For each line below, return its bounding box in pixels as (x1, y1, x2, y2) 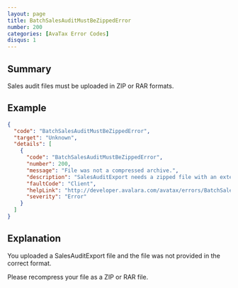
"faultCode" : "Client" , (25, 180, 97, 188)
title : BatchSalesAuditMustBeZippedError (7, 17, 132, 24)
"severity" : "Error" (25, 193, 87, 200)
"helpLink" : (25, 187, 62, 194)
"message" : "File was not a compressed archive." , (25, 167, 179, 174)
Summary (7, 63, 52, 75)
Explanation (7, 233, 62, 245)
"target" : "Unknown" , (13, 134, 78, 142)
